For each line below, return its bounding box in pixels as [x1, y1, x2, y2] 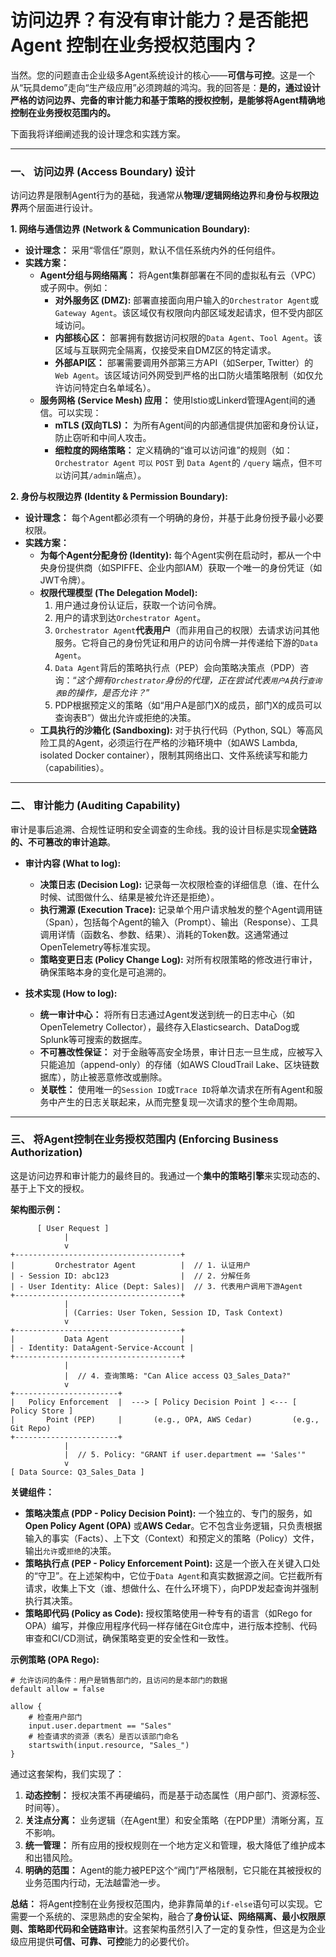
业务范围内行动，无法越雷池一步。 [24, 1876, 166, 1888]
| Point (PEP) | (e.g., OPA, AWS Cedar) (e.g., [10, 1414, 320, 1425]
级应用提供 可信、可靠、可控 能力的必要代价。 [10, 1935, 195, 1947]
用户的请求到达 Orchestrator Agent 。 [54, 612, 207, 624]
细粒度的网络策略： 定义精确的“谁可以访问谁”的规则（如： [54, 444, 293, 456]
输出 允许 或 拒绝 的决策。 [24, 1544, 117, 1556]
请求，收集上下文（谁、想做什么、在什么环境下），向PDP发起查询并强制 [24, 1582, 319, 1594]
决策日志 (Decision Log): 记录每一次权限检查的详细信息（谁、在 [39, 878, 303, 890]
